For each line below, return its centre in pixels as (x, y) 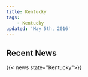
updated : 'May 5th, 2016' (38, 29)
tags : (13, 17)
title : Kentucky (26, 12)
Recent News (31, 53)
